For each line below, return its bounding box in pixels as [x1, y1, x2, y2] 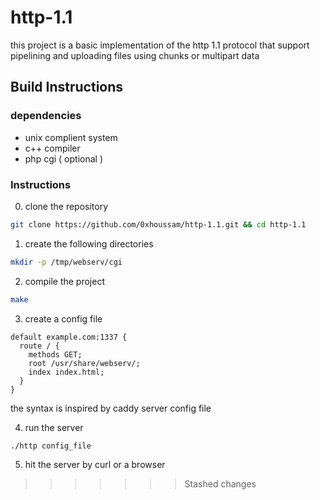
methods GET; [28, 349, 83, 360]
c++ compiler [24, 142, 81, 154]
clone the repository [24, 200, 109, 212]
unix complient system [24, 131, 118, 143]
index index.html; [28, 367, 105, 377]
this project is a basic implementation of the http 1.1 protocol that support [10, 39, 310, 51]
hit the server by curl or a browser [24, 459, 166, 471]
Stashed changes [184, 478, 257, 490]
